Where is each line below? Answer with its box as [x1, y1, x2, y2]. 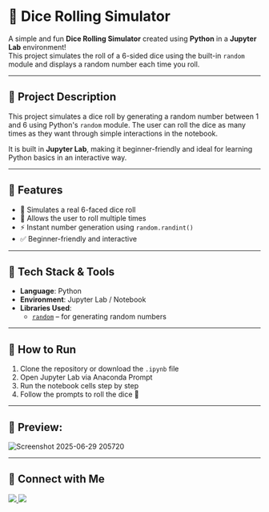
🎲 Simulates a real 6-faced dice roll [19, 205, 136, 214]
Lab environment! [8, 42, 66, 51]
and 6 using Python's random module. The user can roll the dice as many [8, 120, 247, 129]
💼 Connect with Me [8, 473, 106, 486]
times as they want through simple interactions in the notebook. [8, 128, 219, 138]
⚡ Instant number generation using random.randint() [19, 222, 194, 232]
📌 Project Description [8, 90, 117, 104]
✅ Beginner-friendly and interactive [19, 234, 138, 243]
